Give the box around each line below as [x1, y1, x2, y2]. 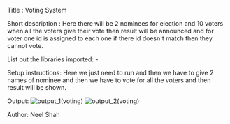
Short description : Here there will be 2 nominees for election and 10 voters [7, 20, 224, 27]
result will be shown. [7, 84, 66, 91]
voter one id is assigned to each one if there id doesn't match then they [7, 34, 213, 42]
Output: [7, 97, 29, 105]
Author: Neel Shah [7, 111, 61, 118]
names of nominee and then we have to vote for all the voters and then [7, 76, 211, 84]
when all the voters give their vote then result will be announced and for [7, 27, 215, 35]
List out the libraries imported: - [7, 55, 99, 63]
